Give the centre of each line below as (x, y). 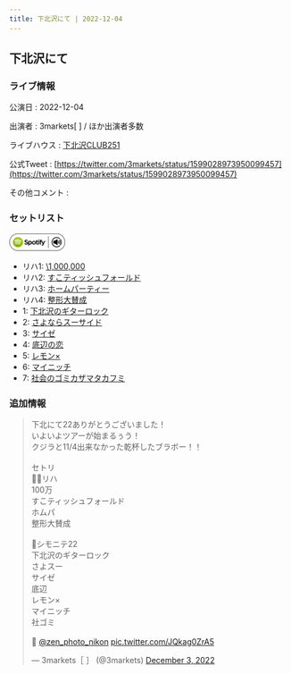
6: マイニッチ (46, 366)
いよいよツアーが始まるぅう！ (86, 435)
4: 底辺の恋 (43, 344)
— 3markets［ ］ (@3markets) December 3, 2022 (123, 660)
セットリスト (37, 218)
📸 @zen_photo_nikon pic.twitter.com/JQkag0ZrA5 (123, 641)
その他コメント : (39, 193)
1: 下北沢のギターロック (65, 311)
